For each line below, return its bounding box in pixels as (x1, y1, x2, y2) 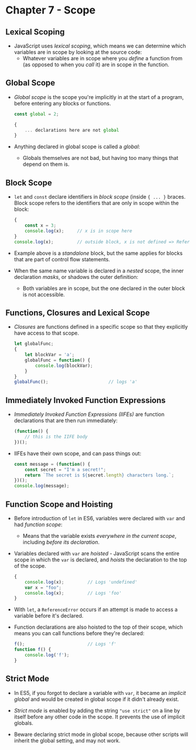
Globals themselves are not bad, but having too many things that (22, 155, 179, 162)
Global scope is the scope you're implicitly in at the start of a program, (13, 93, 184, 100)
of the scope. (13, 562, 46, 569)
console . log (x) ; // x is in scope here (25, 228, 133, 234)
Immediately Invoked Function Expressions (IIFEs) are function (13, 411, 165, 418)
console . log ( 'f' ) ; (25, 652, 70, 658)
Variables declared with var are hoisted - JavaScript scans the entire (13, 550, 180, 557)
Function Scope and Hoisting (5, 499, 114, 509)
